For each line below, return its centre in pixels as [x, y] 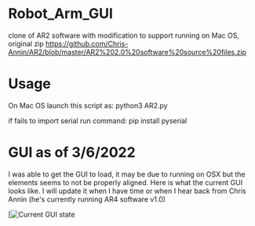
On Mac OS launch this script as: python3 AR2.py [88, 105]
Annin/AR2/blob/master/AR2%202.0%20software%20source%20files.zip [127, 52]
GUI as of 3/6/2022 [72, 153]
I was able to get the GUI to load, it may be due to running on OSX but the [127, 174]
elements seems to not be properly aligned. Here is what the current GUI [126, 182]
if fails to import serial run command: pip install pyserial [98, 120]
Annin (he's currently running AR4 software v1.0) [87, 199]
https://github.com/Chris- [87, 43]
